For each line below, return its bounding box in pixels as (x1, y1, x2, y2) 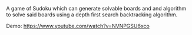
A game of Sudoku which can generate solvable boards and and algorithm (6, 5, 187, 12)
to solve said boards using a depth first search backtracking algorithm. (6, 11, 178, 18)
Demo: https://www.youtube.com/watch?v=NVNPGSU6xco (6, 23, 150, 29)
